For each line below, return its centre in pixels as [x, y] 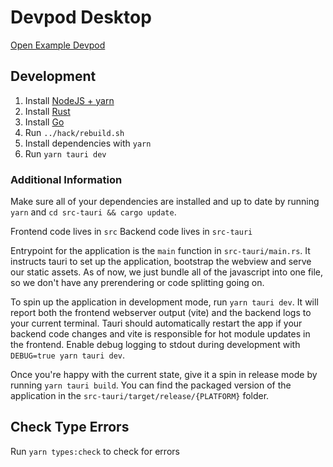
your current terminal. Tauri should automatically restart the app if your [156, 323]
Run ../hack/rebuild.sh [74, 132]
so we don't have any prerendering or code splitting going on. [137, 283]
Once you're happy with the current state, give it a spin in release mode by [164, 375]
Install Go [44, 122]
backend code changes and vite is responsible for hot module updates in [160, 334]
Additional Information [66, 179]
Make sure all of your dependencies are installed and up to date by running [165, 202]
